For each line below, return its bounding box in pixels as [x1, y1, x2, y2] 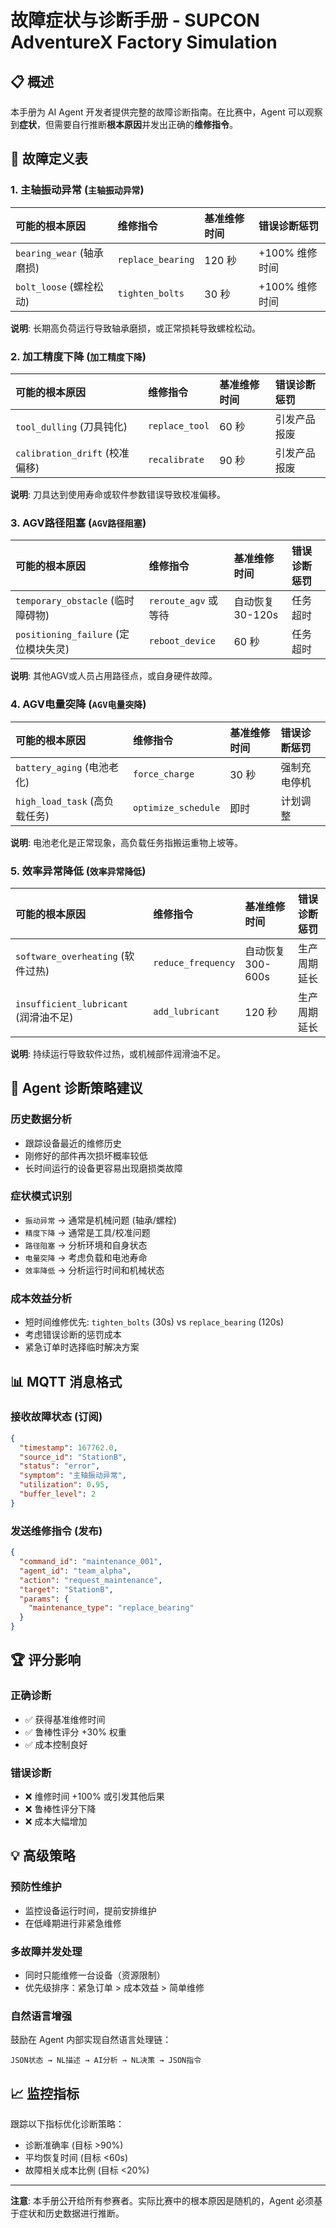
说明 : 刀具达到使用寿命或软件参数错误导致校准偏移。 [10, 488, 226, 500]
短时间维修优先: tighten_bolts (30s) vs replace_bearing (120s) [24, 1316, 285, 1328]
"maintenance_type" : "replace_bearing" [28, 1603, 195, 1613]
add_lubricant [153, 1006, 220, 1017]
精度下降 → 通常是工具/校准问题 [24, 1226, 151, 1238]
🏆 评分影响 [10, 1652, 82, 1669]
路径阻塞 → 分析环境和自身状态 [24, 1239, 148, 1251]
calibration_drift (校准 [15, 446, 130, 460]
